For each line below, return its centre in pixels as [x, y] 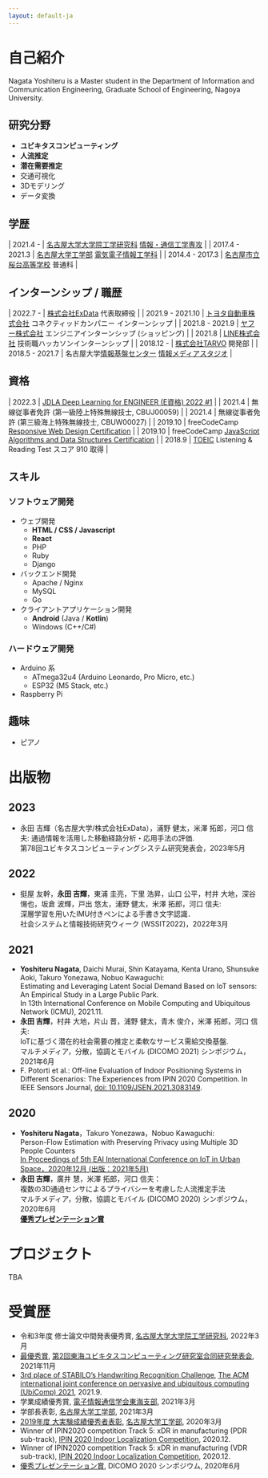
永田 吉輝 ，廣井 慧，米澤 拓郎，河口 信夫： [90, 1179]
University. [26, 98]
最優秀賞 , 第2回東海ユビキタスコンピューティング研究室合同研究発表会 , [137, 1356]
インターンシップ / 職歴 [65, 293]
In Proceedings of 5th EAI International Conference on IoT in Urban [130, 1159]
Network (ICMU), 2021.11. [62, 1012]
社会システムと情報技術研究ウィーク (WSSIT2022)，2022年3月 [124, 924]
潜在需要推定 [41, 166]
